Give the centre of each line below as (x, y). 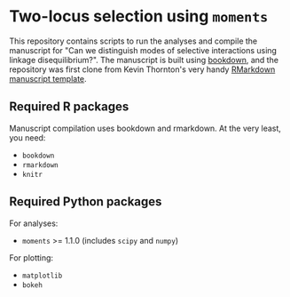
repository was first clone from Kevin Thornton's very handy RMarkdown (142, 69)
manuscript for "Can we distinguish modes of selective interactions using (143, 50)
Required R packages (69, 107)
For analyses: (34, 223)
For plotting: (31, 257)
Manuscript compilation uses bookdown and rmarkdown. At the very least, (145, 128)
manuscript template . (48, 78)
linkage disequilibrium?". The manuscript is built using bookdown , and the (144, 60)
